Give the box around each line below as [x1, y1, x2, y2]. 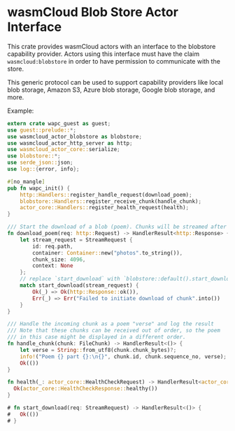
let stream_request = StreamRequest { [20, 236, 133, 243]
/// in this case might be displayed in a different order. [7, 334, 187, 341]
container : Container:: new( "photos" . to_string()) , [32, 249, 183, 256]
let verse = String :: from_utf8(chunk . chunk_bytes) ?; [20, 346, 177, 353]
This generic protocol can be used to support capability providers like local [7, 78, 224, 86]
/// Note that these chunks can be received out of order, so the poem [7, 327, 220, 334]
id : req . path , [32, 243, 73, 250]
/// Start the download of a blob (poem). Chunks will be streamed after [7, 223, 227, 231]
